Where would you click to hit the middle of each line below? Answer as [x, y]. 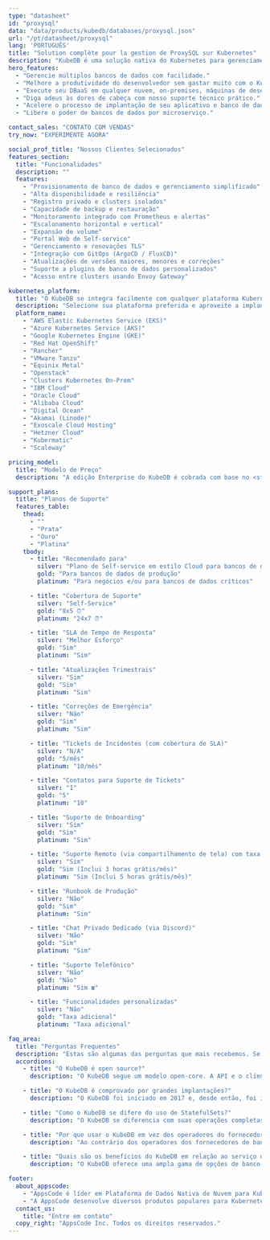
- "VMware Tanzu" [52, 358]
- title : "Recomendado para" [78, 559]
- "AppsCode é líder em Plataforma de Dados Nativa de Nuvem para [136, 1193]
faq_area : [25, 1039]
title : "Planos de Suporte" [63, 499]
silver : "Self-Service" [77, 604]
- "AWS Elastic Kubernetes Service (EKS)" [95, 321]
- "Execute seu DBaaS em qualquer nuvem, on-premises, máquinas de [131, 90]
